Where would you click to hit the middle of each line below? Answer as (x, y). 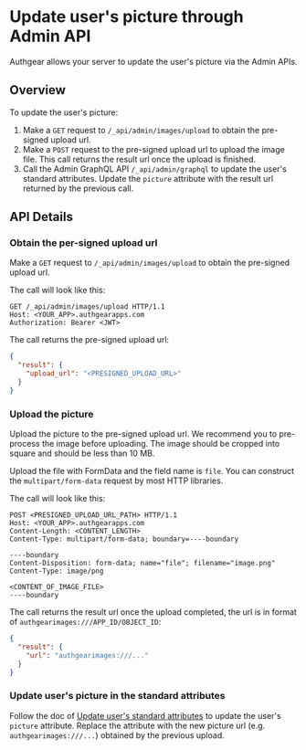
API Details (41, 217)
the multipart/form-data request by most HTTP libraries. (116, 481)
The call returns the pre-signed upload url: (90, 340)
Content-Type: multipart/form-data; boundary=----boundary (124, 539)
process (25, 444)
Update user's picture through (127, 17)
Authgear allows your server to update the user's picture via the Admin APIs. (153, 61)
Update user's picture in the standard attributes (117, 696)
